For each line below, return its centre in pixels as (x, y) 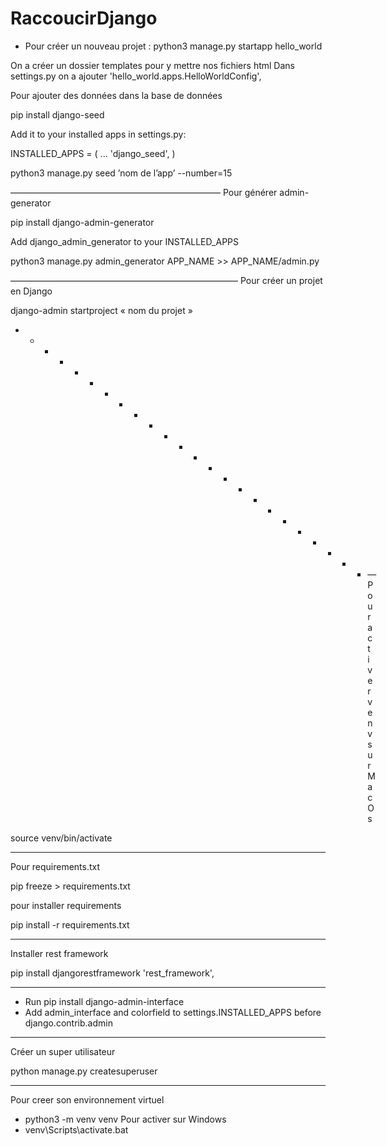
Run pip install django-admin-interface (104, 1001)
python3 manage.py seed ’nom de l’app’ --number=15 (121, 173)
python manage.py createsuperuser (84, 1071)
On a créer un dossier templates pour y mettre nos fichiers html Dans (152, 65)
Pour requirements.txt (55, 866)
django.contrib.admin (68, 1023)
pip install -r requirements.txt (70, 924)
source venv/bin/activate (61, 838)
